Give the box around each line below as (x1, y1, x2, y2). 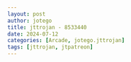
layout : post (7, 10, 46, 18)
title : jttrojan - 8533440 (7, 24, 87, 31)
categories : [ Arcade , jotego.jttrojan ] (7, 37, 125, 44)
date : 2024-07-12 (7, 30, 59, 38)
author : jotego (7, 17, 52, 24)
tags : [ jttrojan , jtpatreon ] (7, 43, 93, 51)
